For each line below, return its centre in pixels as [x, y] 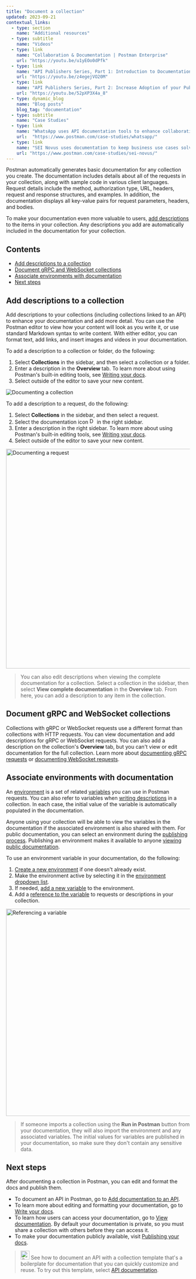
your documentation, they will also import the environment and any [101, 1130]
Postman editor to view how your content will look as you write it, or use [92, 327]
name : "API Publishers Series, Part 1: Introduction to [86, 71]
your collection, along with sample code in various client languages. [87, 182]
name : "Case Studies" [43, 121]
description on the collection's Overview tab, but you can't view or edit [92, 746]
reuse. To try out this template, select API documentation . [90, 1270]
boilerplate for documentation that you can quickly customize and [99, 1264]
